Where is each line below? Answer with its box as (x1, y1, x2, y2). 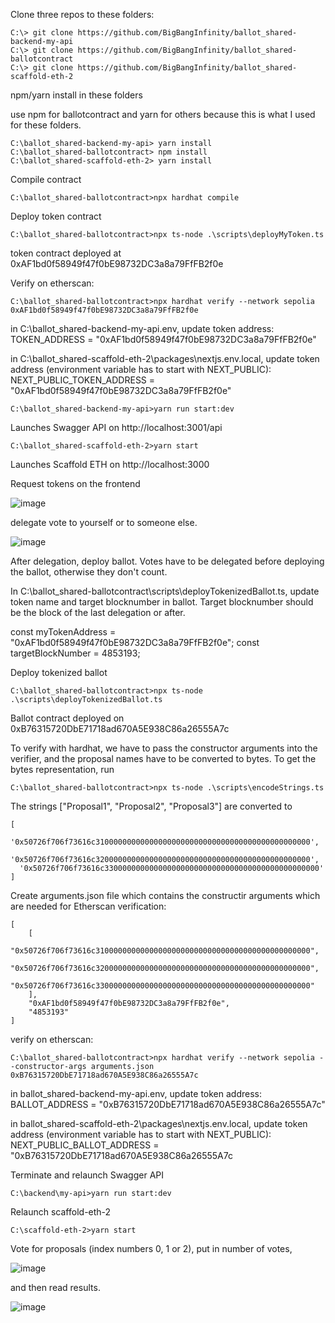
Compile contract (10, 174, 82, 185)
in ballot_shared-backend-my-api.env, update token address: (10, 1088, 262, 1099)
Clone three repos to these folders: (10, 9, 155, 20)
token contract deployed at (10, 247, 122, 259)
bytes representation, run (10, 764, 115, 775)
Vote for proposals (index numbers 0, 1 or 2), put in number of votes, (10, 1243, 293, 1254)
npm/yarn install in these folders (10, 89, 143, 101)
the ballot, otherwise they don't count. (10, 566, 168, 578)
